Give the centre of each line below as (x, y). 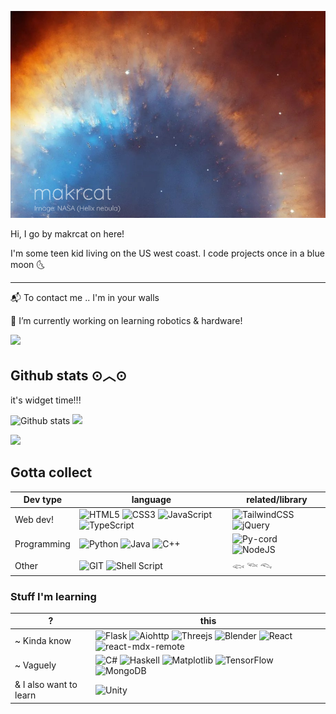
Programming (42, 544)
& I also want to (46, 685)
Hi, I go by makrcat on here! (67, 234)
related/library (277, 500)
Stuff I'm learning (53, 596)
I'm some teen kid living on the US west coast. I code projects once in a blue (167, 253)
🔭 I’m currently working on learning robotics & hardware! (126, 321)
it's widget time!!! (46, 400)
